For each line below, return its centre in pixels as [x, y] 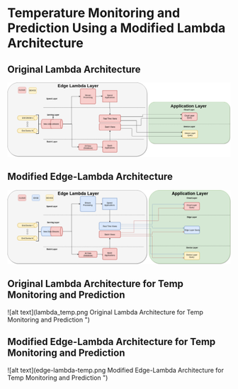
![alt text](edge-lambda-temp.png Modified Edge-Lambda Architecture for [116, 370]
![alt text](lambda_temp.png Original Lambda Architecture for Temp [106, 312]
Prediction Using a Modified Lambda [117, 28]
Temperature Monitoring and [94, 13]
